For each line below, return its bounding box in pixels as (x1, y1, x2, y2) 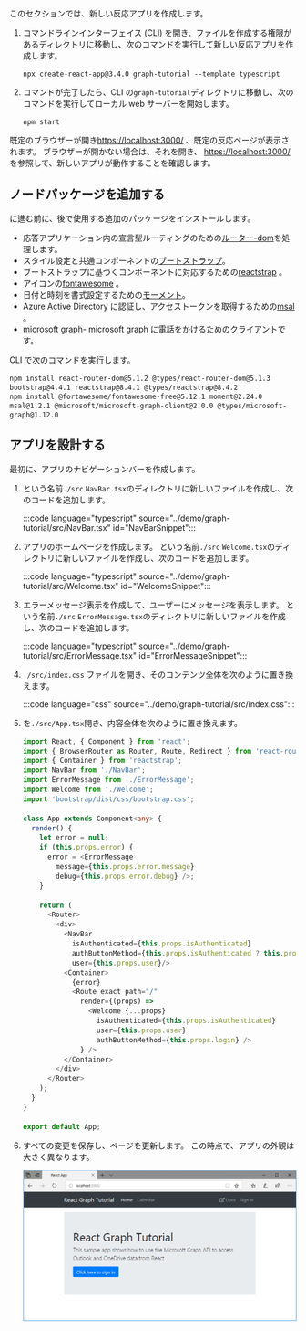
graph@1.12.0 (9, 410, 59, 419)
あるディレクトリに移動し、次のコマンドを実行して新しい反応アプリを (22, 39, 286, 49)
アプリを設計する (9, 438, 106, 453)
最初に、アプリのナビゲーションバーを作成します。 (9, 463, 200, 474)
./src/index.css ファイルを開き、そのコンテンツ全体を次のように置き (22, 669, 286, 680)
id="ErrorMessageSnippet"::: (138, 650, 248, 660)
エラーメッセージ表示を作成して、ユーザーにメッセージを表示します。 (22, 599, 284, 610)
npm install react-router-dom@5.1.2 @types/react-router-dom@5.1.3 (9, 374, 271, 383)
